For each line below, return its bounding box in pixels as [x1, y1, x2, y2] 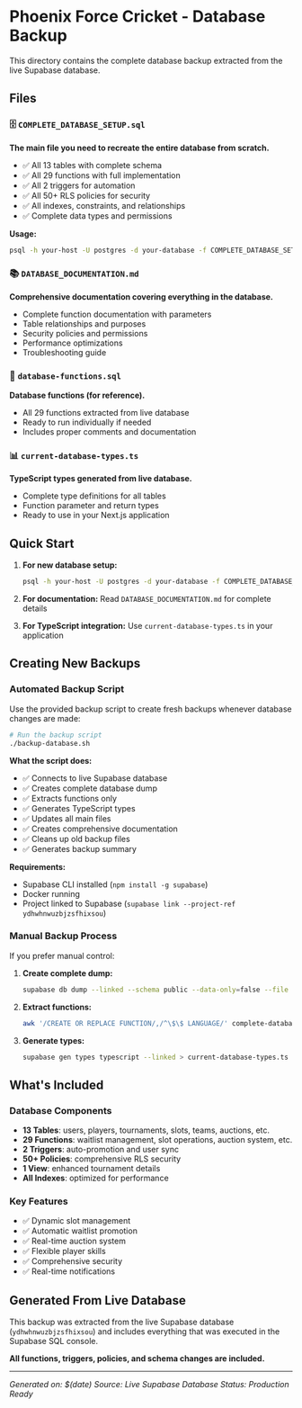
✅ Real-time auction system [22, 1235, 126, 1247]
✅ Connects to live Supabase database [22, 772, 168, 784]
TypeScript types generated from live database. [9, 473, 193, 484]
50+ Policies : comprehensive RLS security [22, 1153, 182, 1164]
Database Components [9, 1104, 112, 1117]
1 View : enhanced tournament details [22, 1163, 161, 1174]
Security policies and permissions [22, 327, 148, 338]
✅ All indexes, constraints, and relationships [22, 200, 186, 211]
